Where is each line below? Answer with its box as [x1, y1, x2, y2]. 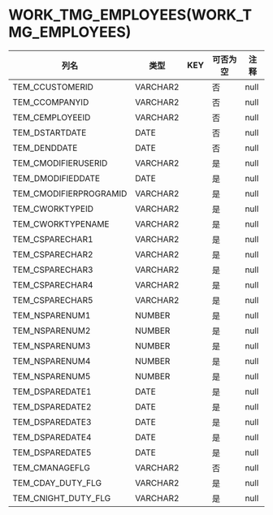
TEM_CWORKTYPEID [12, 203, 93, 214]
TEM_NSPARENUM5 [12, 370, 91, 382]
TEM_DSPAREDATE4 [12, 431, 92, 443]
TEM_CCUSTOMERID [12, 81, 93, 93]
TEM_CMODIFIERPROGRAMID [12, 188, 128, 199]
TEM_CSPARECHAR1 [12, 233, 93, 245]
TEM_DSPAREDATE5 [12, 447, 92, 458]
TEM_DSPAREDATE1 [12, 386, 92, 397]
